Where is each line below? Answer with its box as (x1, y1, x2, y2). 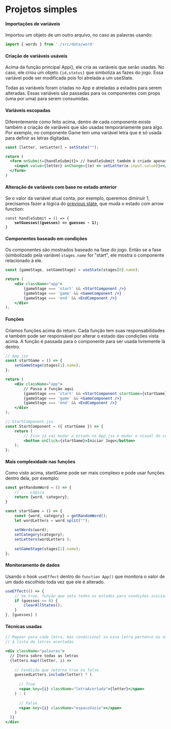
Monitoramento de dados (5, 562, 60, 568)
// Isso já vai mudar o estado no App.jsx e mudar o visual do (23, 433, 160, 438)
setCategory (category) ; (14, 532, 65, 538)
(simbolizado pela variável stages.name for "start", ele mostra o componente (5, 252, 164, 258)
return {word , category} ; (14, 495, 70, 500)
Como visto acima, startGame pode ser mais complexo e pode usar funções (5, 470, 165, 476)
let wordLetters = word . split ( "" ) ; (14, 518, 90, 523)
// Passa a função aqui (23, 386, 74, 391)
